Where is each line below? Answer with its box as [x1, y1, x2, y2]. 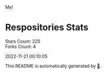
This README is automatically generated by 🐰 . [5, 62, 101, 69]
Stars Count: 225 [5, 38, 41, 44]
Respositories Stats [5, 22, 89, 33]
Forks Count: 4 [5, 43, 36, 49]
